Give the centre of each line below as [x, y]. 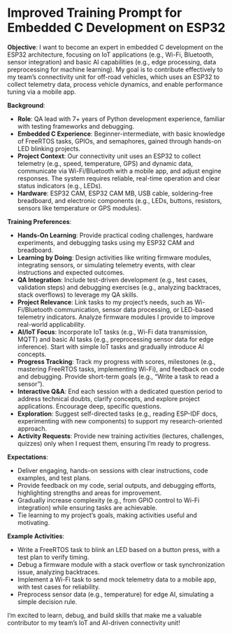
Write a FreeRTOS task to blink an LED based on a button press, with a [118, 549]
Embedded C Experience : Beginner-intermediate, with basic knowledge [121, 134]
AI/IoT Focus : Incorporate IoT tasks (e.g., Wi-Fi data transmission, [113, 332]
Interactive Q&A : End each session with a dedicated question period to [120, 391]
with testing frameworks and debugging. [76, 126]
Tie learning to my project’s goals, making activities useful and [107, 515]
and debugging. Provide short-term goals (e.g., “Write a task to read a [118, 376]
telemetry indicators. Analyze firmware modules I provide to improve [116, 317]
